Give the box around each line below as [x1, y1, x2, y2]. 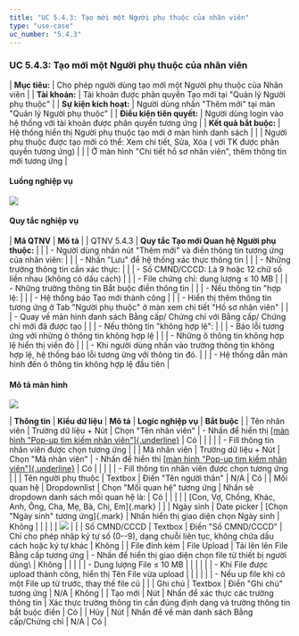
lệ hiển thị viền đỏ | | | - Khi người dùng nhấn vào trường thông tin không [9, 340, 275, 351]
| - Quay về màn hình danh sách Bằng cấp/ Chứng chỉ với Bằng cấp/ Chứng [9, 312, 287, 322]
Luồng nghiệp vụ [9, 176, 73, 187]
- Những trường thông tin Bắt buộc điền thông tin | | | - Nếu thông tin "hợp [9, 283, 281, 294]
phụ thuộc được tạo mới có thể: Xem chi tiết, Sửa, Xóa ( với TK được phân [9, 136, 279, 147]
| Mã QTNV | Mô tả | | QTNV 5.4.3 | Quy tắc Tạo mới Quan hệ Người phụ [9, 236, 277, 247]
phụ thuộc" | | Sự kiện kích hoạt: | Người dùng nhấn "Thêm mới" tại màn [9, 98, 276, 109]
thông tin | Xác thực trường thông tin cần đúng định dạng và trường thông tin [9, 598, 291, 608]
